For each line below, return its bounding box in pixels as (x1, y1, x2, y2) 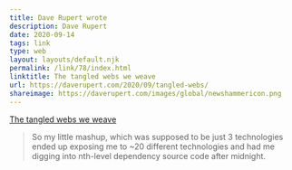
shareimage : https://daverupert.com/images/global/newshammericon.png (9, 89, 282, 98)
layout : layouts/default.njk (9, 55, 120, 64)
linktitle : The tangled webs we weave (9, 72, 156, 81)
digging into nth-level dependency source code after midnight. (31, 150, 266, 161)
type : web (9, 47, 47, 56)
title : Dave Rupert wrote (9, 13, 107, 23)
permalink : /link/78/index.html (9, 64, 131, 73)
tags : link (9, 38, 51, 48)
